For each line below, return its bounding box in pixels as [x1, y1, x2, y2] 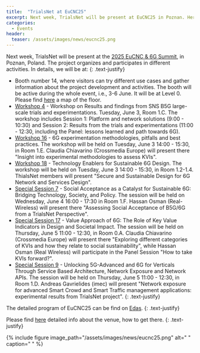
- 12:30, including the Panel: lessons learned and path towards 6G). [14, 128, 180, 135]
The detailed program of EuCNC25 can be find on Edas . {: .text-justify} [6, 305, 180, 311]
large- [172, 103, 187, 109]
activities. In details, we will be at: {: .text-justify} [6, 66, 125, 72]
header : [6, 31, 26, 37]
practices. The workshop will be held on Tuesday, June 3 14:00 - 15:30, [14, 141, 190, 148]
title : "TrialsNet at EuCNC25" [6, 8, 86, 15]
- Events [11, 25, 33, 32]
